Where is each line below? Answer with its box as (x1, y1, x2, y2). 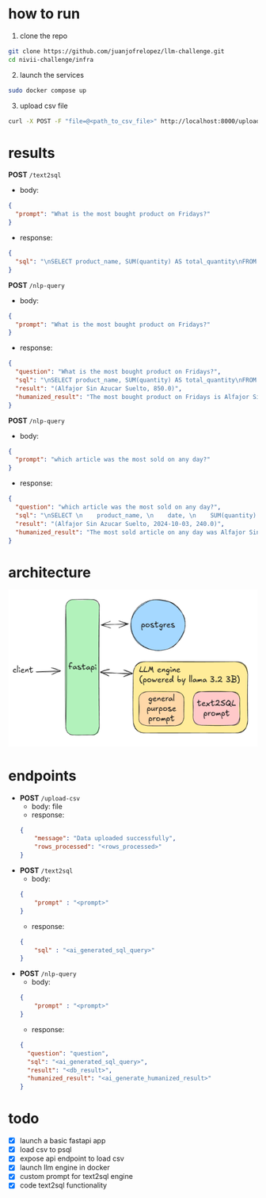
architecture (8, 563, 91, 582)
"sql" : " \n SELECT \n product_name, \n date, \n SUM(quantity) (15, 511, 257, 520)
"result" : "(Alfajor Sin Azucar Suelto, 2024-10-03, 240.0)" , (15, 520, 225, 528)
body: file (31, 801, 63, 811)
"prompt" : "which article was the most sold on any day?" (15, 455, 211, 464)
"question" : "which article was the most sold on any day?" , (15, 503, 222, 511)
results (8, 144, 55, 162)
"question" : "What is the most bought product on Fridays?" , (15, 368, 222, 376)
